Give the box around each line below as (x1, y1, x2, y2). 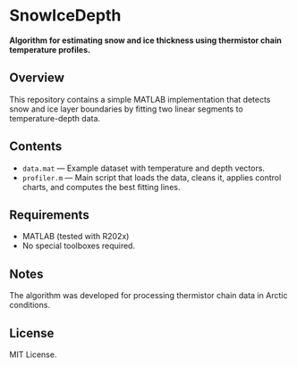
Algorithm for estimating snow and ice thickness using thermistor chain (9, 35, 282, 46)
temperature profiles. (9, 44, 91, 54)
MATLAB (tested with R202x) (21, 231, 130, 242)
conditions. (9, 300, 51, 311)
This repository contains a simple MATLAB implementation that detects (9, 94, 271, 104)
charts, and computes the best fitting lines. (21, 181, 181, 192)
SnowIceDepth (9, 5, 122, 26)
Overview (9, 71, 65, 86)
